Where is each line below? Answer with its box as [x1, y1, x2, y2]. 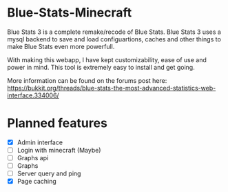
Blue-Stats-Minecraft [7, 5, 132, 21]
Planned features [7, 115, 108, 131]
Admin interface [17, 138, 63, 146]
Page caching [17, 177, 56, 186]
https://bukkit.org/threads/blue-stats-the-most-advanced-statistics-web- [7, 84, 216, 92]
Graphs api [17, 154, 49, 162]
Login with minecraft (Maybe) [17, 146, 101, 154]
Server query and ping [17, 169, 81, 177]
